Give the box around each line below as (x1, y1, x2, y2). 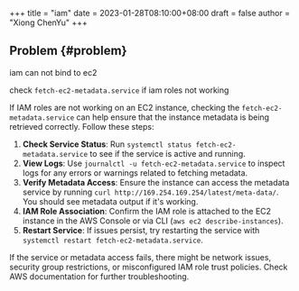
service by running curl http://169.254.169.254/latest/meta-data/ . (22, 186, 279, 197)
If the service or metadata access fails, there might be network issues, (9, 251, 272, 262)
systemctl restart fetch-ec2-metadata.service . (22, 234, 203, 245)
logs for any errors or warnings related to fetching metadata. (22, 167, 248, 178)
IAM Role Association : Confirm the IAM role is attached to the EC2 (22, 205, 272, 216)
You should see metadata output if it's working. (22, 196, 199, 206)
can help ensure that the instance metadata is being (76, 112, 269, 123)
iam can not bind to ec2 (9, 67, 98, 77)
